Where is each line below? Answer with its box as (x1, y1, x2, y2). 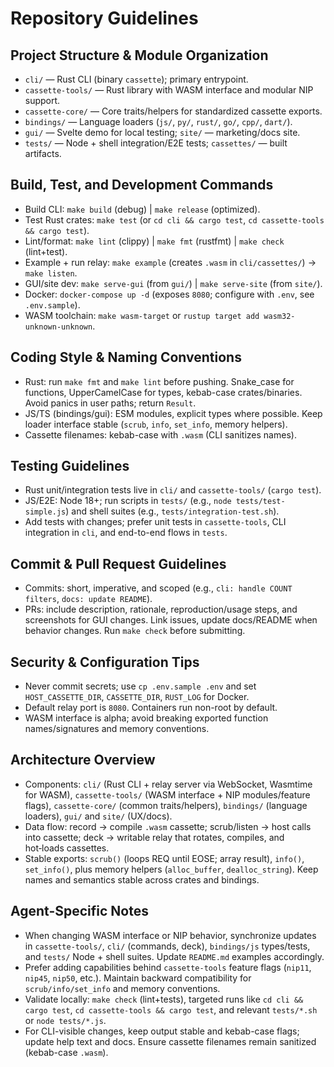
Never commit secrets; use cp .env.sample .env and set (24, 680, 257, 692)
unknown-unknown (24, 322, 93, 332)
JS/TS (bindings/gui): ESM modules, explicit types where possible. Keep (24, 407, 323, 419)
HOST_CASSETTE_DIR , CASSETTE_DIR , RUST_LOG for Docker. (24, 691, 250, 703)
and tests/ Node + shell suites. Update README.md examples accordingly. (24, 950, 325, 962)
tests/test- (235, 497, 286, 507)
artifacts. (24, 148, 62, 159)
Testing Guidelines (10, 458, 130, 475)
